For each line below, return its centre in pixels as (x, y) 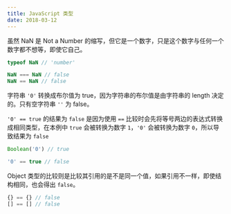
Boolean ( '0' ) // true (38, 150)
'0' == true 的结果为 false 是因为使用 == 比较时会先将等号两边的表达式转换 (115, 119)
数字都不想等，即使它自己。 (47, 49)
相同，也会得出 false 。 (46, 184)
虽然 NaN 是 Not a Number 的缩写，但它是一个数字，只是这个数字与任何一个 (116, 41)
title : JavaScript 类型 (40, 14)
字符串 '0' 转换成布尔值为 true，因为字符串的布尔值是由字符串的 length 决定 (115, 96)
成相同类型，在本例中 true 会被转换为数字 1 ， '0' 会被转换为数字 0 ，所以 (110, 127)
